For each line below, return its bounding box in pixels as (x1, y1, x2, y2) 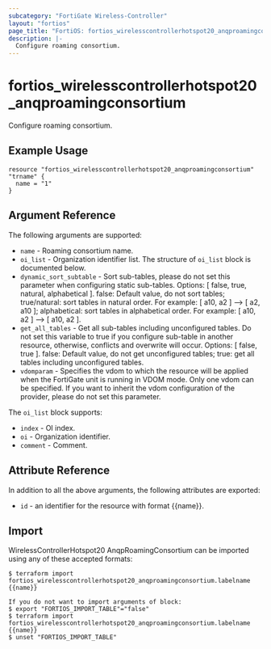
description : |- (8, 34, 63, 43)
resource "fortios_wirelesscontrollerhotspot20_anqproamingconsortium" (8, 165, 254, 174)
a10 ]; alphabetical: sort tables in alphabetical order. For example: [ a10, (19, 306, 256, 315)
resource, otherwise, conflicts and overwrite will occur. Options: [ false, (19, 340, 258, 350)
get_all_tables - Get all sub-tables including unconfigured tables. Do (19, 322, 252, 332)
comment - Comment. (19, 440, 88, 449)
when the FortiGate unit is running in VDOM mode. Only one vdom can (19, 374, 254, 384)
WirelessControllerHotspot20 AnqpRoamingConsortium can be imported (8, 546, 250, 555)
